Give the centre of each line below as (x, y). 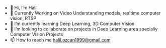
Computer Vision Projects (36, 34)
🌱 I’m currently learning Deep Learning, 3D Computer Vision (72, 23)
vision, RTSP (23, 18)
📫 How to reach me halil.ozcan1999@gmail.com (60, 40)
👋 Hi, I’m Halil (24, 8)
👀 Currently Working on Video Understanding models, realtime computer (85, 13)
